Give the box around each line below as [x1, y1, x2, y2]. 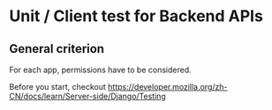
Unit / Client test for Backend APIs [9, 6, 263, 26]
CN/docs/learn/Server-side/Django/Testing [9, 91, 166, 101]
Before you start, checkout [9, 82, 106, 92]
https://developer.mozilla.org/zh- [107, 82, 228, 92]
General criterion [9, 41, 104, 56]
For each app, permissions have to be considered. [9, 64, 192, 75]
